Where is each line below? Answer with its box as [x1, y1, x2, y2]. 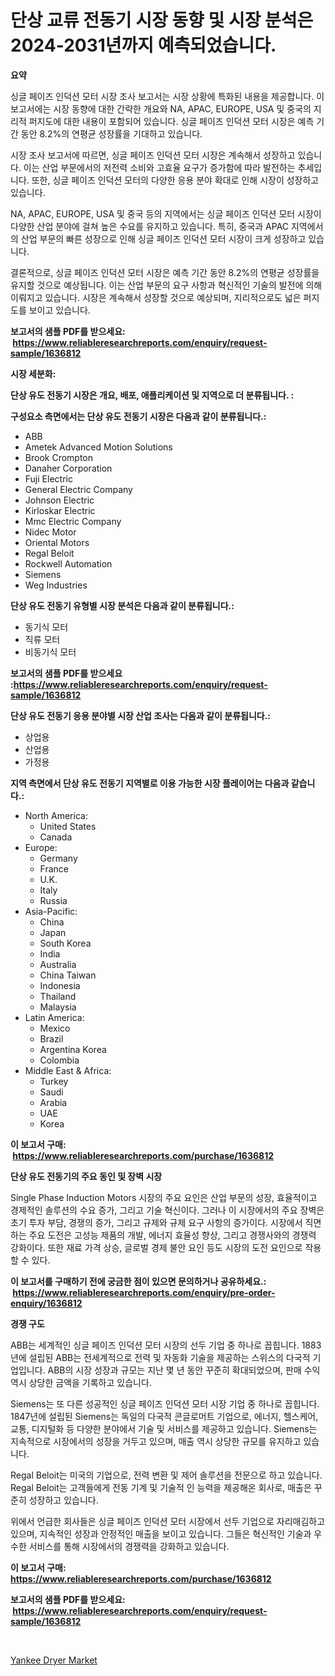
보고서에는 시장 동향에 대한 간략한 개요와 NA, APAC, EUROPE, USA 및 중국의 [10, 102, 312, 115]
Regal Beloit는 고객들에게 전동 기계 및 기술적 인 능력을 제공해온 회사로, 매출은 [10, 1481, 312, 1493]
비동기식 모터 [24, 646, 77, 658]
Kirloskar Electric [24, 504, 96, 516]
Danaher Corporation [24, 462, 113, 474]
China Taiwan [39, 969, 97, 981]
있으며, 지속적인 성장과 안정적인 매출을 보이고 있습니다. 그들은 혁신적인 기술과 [10, 1527, 312, 1540]
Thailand [39, 990, 77, 1002]
